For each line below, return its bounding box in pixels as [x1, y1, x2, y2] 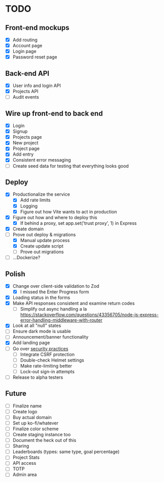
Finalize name [12, 403, 42, 409]
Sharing [12, 443, 29, 449]
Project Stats [12, 455, 40, 461]
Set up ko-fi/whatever [12, 420, 59, 426]
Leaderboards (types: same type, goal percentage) [12, 448, 120, 455]
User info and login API [12, 82, 61, 89]
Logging [20, 203, 38, 209]
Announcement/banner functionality [12, 334, 89, 340]
